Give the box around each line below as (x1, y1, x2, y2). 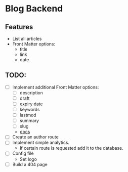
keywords (19, 107, 40, 113)
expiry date (19, 101, 43, 107)
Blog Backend (5, 3, 63, 14)
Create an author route (12, 134, 59, 140)
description (19, 89, 43, 95)
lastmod (19, 112, 37, 118)
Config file (12, 150, 34, 156)
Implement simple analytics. (12, 139, 70, 146)
